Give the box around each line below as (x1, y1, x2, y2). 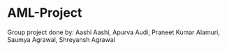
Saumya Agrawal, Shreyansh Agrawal (7, 35, 115, 43)
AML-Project (7, 5, 82, 21)
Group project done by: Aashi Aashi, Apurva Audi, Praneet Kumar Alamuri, (7, 28, 220, 36)
